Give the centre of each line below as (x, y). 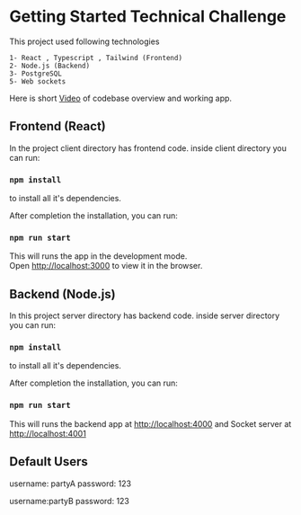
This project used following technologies (84, 41)
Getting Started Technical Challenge (148, 17)
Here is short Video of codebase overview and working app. (120, 98)
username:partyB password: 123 (70, 501)
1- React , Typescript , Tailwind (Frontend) (96, 58)
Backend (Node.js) (62, 294)
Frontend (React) (58, 126)
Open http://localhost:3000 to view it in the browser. (106, 266)
